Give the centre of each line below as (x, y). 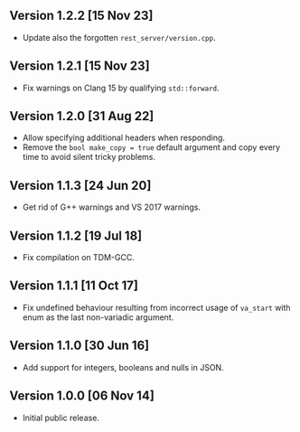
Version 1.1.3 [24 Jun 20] (80, 185)
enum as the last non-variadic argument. (98, 317)
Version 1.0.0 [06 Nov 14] (82, 396)
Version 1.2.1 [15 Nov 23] (80, 66)
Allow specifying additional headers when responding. (124, 138)
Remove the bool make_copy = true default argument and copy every (151, 147)
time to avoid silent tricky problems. (89, 157)
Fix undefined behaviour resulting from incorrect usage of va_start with (156, 307)
